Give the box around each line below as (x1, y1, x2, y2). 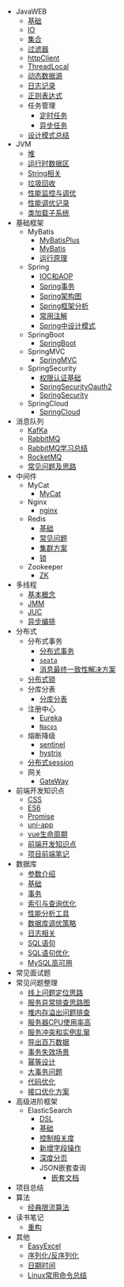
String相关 (27, 169, 62, 177)
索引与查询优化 (27, 899, 77, 908)
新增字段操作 (39, 1144, 81, 1152)
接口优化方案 (27, 1087, 70, 1096)
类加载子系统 (27, 208, 70, 217)
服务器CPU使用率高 (27, 1018, 92, 1026)
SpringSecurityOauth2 (39, 382, 112, 391)
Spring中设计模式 (39, 321, 96, 330)
